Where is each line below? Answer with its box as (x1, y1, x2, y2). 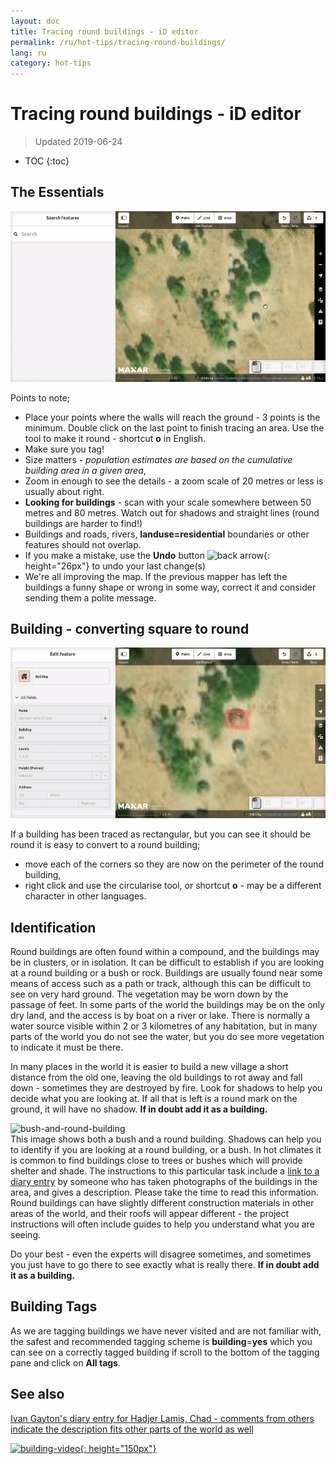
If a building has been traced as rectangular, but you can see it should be (10, 828, 311, 840)
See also (10, 1386, 65, 1403)
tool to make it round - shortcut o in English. (24, 432, 207, 444)
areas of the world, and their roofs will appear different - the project (10, 1208, 290, 1220)
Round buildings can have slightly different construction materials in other (10, 1197, 315, 1209)
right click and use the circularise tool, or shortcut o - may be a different (24, 880, 322, 892)
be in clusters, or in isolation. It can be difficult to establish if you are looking (10, 956, 325, 969)
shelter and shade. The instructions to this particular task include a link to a (10, 1165, 320, 1177)
